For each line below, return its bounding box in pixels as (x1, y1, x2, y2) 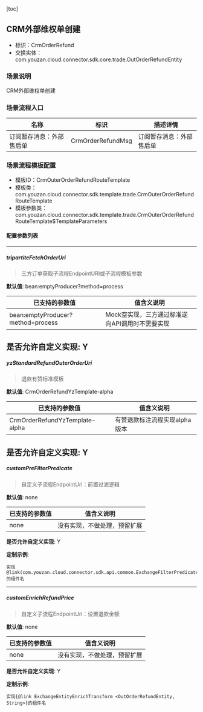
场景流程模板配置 (6, 161, 56, 170)
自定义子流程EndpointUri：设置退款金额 (21, 610, 120, 617)
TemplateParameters (55, 218, 108, 225)
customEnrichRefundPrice (6, 594, 74, 602)
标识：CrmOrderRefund (14, 41, 74, 48)
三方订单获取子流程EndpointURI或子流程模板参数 (21, 270, 143, 277)
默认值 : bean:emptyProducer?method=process (6, 282, 124, 290)
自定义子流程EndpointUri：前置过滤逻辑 (21, 481, 120, 488)
